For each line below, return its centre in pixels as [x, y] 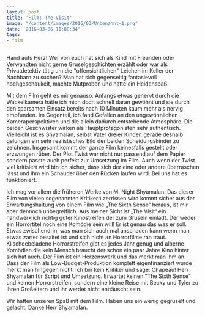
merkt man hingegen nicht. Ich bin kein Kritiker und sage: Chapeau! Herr [98, 270]
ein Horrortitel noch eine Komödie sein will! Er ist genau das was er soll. [96, 224]
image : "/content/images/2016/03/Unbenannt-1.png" [72, 23]
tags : [13, 35]
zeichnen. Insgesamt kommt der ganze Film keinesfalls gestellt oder [92, 148]
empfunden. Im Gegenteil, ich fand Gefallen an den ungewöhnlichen [92, 115]
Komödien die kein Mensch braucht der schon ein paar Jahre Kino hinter [98, 250]
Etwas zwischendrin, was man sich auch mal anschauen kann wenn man [98, 231]
